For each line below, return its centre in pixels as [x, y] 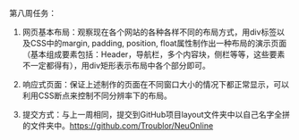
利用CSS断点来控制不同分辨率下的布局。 [97, 95]
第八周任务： [33, 13]
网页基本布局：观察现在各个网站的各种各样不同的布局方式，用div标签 [149, 32]
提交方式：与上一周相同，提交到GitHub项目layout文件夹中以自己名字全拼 [156, 115]
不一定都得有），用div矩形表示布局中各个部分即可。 [116, 66]
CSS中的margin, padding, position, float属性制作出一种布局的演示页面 [158, 43]
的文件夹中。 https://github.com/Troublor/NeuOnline [118, 126]
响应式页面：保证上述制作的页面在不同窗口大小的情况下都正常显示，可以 [155, 84]
